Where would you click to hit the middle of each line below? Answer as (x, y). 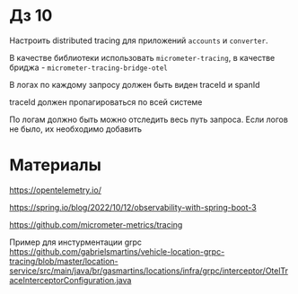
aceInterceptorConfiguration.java (70, 280)
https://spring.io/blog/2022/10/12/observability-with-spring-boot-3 (133, 207)
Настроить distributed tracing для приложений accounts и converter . (139, 40)
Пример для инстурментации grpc (75, 242)
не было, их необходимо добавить (75, 129)
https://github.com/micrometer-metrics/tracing (96, 224)
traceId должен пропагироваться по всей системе (106, 102)
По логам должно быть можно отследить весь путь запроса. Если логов (149, 119)
